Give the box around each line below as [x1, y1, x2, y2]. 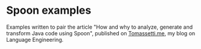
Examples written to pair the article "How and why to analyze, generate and [6, 23, 193, 30]
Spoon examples [6, 4, 92, 17]
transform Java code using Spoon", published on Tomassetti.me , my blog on [6, 29, 196, 36]
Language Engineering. [6, 36, 64, 43]
